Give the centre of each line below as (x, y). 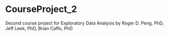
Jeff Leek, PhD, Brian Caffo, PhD (39, 28)
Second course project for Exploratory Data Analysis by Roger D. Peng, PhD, (84, 23)
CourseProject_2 (41, 9)
